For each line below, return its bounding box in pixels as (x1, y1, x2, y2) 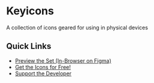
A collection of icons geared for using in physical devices (6, 24, 149, 31)
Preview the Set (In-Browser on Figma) (14, 57, 112, 64)
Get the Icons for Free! (14, 63, 71, 70)
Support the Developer (14, 70, 72, 77)
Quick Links (6, 41, 52, 51)
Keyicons (6, 4, 54, 18)
